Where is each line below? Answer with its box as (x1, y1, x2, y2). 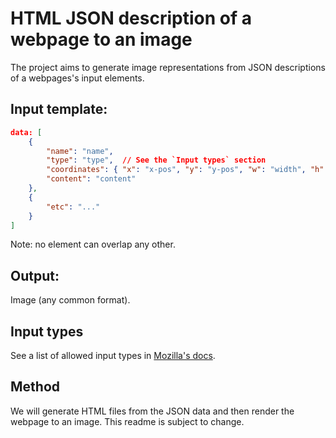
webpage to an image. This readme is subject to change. (10, 415, 245, 427)
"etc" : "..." (46, 202, 101, 212)
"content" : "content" (46, 174, 137, 184)
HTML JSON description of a (10, 7, 252, 30)
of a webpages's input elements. (10, 72, 145, 84)
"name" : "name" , (46, 146, 114, 156)
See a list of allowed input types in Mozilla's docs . (10, 350, 216, 361)
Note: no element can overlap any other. (10, 238, 176, 251)
